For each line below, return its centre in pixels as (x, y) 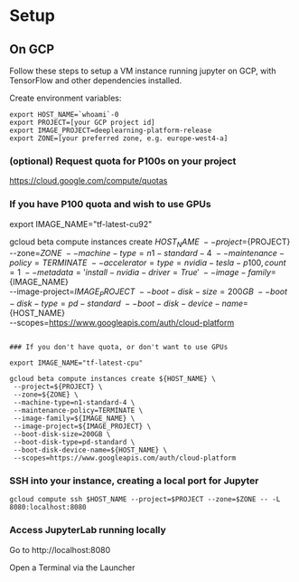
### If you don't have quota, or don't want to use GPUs (119, 348)
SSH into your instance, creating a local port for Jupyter (134, 481)
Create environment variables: (65, 98)
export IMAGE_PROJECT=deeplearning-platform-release (111, 130)
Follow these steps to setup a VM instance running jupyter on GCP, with (143, 71)
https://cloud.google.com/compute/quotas (89, 181)
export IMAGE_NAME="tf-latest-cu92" (81, 224)
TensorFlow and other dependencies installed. (96, 81)
